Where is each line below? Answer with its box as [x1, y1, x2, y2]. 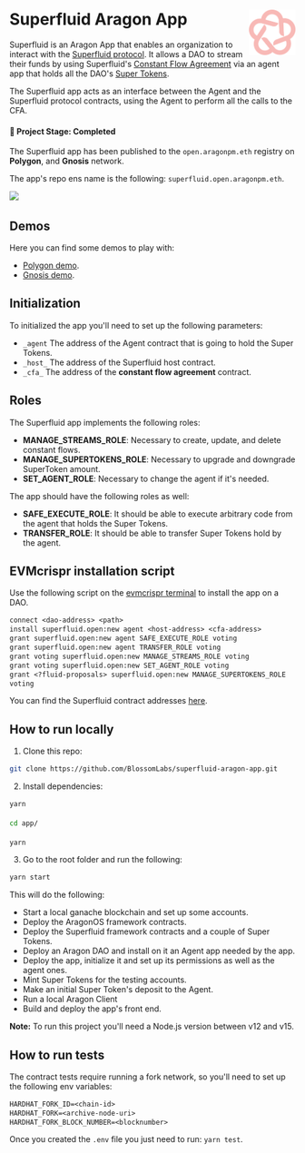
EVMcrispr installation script [9, 563, 175, 578]
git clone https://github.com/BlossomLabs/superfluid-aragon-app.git [9, 764, 279, 774]
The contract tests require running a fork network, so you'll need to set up [9, 1071, 286, 1082]
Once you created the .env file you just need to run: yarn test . [9, 1134, 243, 1145]
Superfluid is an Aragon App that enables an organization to [9, 39, 233, 50]
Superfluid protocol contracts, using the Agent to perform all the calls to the [9, 95, 293, 106]
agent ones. [22, 965, 68, 976]
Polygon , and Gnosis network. [9, 155, 124, 167]
